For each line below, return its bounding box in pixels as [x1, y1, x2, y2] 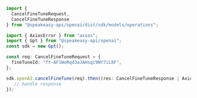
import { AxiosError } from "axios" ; [6, 32, 98, 38]
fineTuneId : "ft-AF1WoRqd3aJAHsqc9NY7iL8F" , [11, 59, 122, 65]
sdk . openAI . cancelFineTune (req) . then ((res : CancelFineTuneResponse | [6, 75, 180, 82]
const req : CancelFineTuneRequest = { [6, 54, 101, 60]
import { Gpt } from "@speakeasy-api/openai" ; [6, 38, 122, 44]
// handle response [13, 81, 62, 87]
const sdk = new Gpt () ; [6, 43, 64, 49]
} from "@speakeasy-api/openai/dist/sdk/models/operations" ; [6, 22, 159, 28]
